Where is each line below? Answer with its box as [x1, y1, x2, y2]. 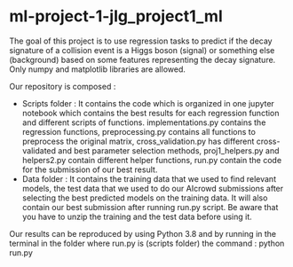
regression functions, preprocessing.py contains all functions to [21, 126, 256, 137]
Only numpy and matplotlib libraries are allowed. [9, 64, 186, 75]
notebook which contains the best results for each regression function [21, 107, 280, 118]
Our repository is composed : [9, 81, 116, 91]
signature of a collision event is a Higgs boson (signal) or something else [9, 44, 275, 55]
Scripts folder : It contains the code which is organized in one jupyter [21, 98, 275, 108]
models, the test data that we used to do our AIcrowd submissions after [21, 183, 284, 193]
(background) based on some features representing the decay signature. [9, 54, 276, 65]
